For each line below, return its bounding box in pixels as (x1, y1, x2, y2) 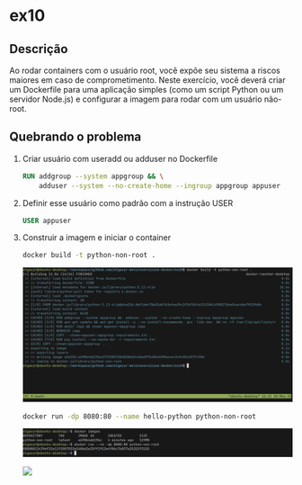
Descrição (9, 41, 68, 57)
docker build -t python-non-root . (22, 251, 156, 260)
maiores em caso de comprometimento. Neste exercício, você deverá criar (9, 75, 286, 85)
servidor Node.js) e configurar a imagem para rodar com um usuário (9, 94, 262, 104)
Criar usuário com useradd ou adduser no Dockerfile (22, 153, 218, 164)
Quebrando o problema (9, 130, 142, 145)
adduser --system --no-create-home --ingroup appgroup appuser (39, 181, 281, 190)
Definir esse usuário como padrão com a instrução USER (22, 197, 234, 208)
